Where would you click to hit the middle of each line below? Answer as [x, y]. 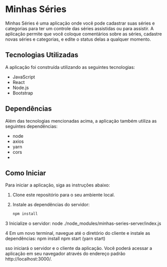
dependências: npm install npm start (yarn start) [55, 239]
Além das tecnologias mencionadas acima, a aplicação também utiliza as [81, 121]
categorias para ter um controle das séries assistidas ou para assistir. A [79, 28]
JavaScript [24, 77]
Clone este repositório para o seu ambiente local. [64, 195]
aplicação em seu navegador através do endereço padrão [65, 254]
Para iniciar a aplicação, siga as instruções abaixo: [58, 185]
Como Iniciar [26, 173]
